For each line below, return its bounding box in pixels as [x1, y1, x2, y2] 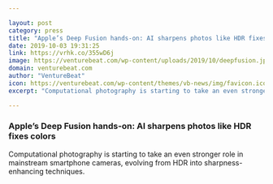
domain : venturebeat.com [8, 64, 93, 73]
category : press [8, 26, 63, 35]
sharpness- [204, 157, 243, 167]
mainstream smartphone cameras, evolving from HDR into [8, 157, 203, 167]
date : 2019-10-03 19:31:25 [8, 41, 100, 49]
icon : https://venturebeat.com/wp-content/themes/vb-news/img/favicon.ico [8, 79, 267, 88]
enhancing [8, 166, 45, 176]
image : [8, 57, 31, 65]
